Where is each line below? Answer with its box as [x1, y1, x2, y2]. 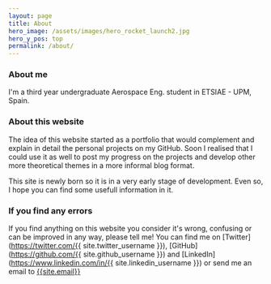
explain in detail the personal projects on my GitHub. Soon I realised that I [8, 143, 253, 153]
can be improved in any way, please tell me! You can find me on [8, 232, 221, 242]
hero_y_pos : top [8, 34, 63, 43]
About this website [8, 116, 85, 127]
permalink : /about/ [8, 42, 74, 50]
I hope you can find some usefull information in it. [8, 184, 174, 195]
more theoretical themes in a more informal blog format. [8, 160, 195, 170]
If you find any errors [8, 204, 93, 216]
